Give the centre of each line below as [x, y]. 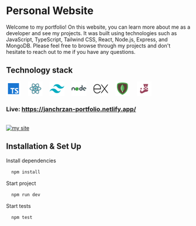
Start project [21, 183]
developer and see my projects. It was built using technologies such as [92, 33]
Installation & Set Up [44, 147]
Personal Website [50, 11]
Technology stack [39, 71]
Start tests [18, 206]
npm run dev [26, 194]
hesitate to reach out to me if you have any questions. [71, 52]
